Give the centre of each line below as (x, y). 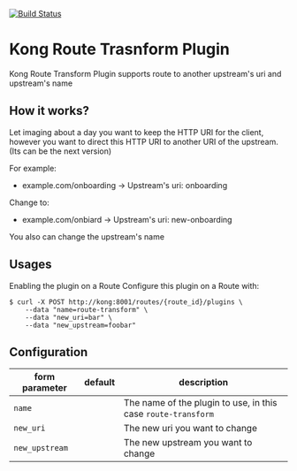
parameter (45, 388)
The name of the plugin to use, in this (200, 403)
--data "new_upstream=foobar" (81, 325)
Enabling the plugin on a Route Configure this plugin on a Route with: (134, 285)
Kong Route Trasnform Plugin (119, 49)
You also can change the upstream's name (87, 236)
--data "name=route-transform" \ (87, 309)
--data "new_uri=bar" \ (69, 317)
